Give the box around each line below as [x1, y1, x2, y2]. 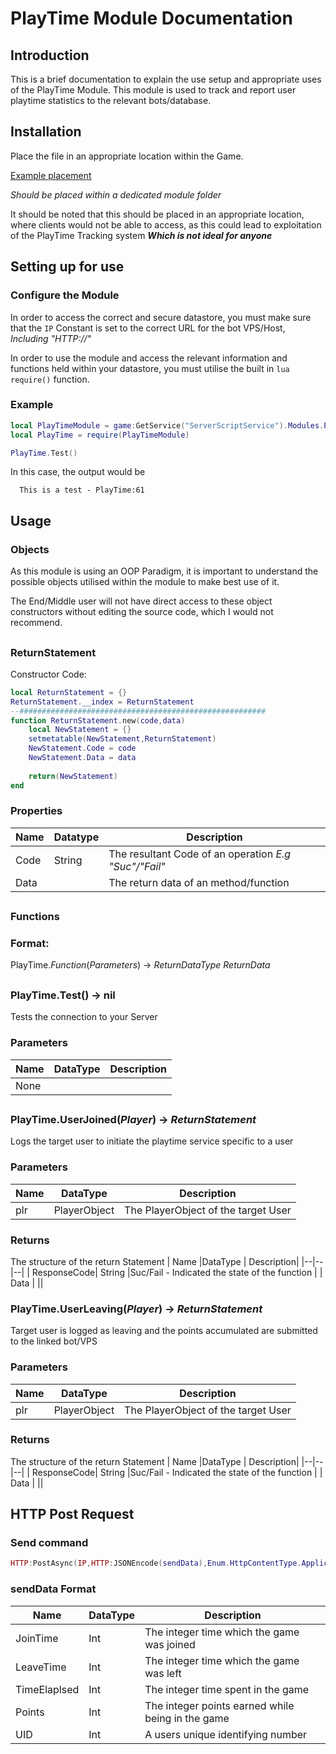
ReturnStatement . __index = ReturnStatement [10, 697, 195, 707]
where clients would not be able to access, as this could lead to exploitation [10, 218, 322, 231]
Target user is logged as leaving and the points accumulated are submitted [10, 1325, 318, 1337]
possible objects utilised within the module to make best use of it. [10, 576, 280, 588]
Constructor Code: [10, 668, 87, 680]
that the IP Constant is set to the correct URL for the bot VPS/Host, [10, 322, 286, 334]
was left [144, 1666, 182, 1680]
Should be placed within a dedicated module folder [10, 188, 222, 201]
